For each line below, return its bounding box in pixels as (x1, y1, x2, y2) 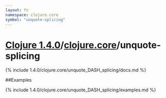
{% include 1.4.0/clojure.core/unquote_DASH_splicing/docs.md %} (5, 67, 146, 73)
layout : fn (5, 7, 29, 13)
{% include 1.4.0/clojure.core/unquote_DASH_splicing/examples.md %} (5, 87, 156, 93)
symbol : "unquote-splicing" (5, 17, 66, 22)
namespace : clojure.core (5, 12, 59, 17)
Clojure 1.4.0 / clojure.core (5, 39, 117, 51)
